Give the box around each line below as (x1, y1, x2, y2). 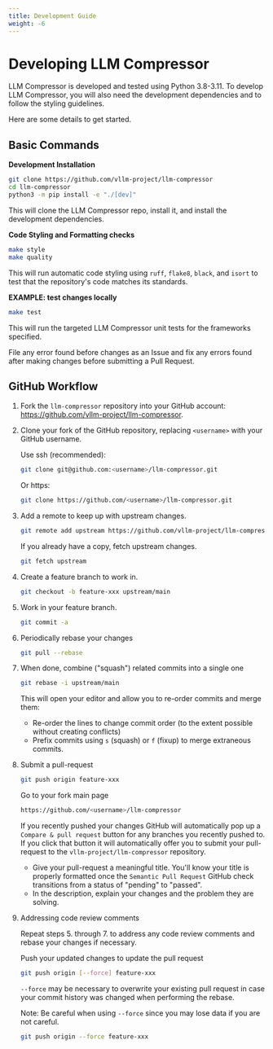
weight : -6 (8, 20, 46, 28)
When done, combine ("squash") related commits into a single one (20, 663, 244, 673)
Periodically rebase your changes (20, 633, 133, 643)
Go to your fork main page (20, 791, 109, 801)
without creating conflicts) (32, 726, 121, 737)
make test (8, 308, 42, 316)
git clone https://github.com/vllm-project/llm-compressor (8, 176, 214, 184)
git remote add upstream (20, 527, 105, 535)
